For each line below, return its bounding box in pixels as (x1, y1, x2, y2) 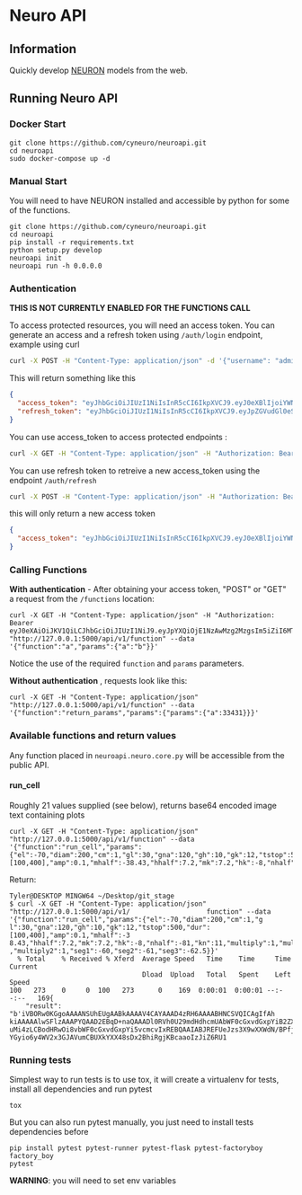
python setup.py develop (9, 245, 102, 254)
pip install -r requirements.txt (9, 237, 135, 247)
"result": (25, 1001, 63, 1011)
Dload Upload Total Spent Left (142, 969, 292, 979)
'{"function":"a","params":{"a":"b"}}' (9, 642, 159, 651)
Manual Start (9, 174, 67, 187)
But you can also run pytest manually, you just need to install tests (9, 1117, 254, 1128)
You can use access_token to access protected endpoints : (9, 431, 227, 442)
